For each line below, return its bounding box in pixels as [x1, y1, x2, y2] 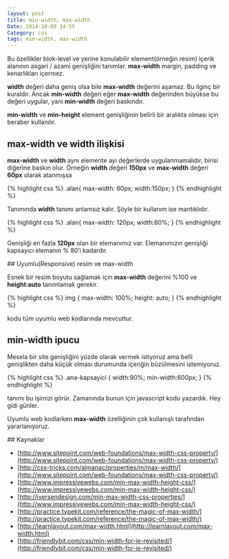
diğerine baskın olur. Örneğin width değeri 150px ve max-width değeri [7, 163, 208, 172]
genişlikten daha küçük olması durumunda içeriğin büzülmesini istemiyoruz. [7, 360, 221, 368]
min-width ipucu [7, 334, 80, 346]
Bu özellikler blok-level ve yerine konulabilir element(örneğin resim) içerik [7, 54, 215, 63]
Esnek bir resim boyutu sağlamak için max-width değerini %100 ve [7, 273, 197, 281]
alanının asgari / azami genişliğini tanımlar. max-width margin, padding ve [7, 62, 217, 70]
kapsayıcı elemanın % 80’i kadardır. [7, 246, 108, 254]
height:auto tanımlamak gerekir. [7, 280, 98, 288]
